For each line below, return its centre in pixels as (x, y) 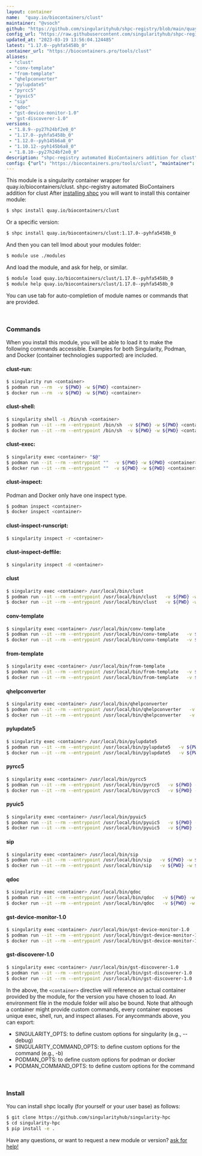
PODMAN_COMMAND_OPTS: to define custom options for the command (105, 1066)
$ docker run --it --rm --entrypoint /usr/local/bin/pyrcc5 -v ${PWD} (99, 791)
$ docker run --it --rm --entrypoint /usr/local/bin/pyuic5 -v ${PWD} (99, 828)
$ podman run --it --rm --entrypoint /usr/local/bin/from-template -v (99, 672)
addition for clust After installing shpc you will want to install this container (98, 193)
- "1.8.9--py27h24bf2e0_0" (43, 130)
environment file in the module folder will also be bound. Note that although (100, 1003)
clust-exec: (21, 444)
